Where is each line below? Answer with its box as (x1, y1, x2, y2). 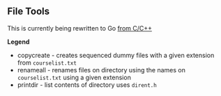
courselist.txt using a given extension (17, 73, 131, 81)
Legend (7, 38, 30, 46)
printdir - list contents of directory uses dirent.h (17, 80, 157, 89)
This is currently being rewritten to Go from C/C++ (7, 24, 152, 32)
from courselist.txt (17, 58, 77, 67)
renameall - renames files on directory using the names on (17, 65, 186, 74)
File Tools (7, 6, 50, 17)
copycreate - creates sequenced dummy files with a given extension (17, 51, 215, 59)
